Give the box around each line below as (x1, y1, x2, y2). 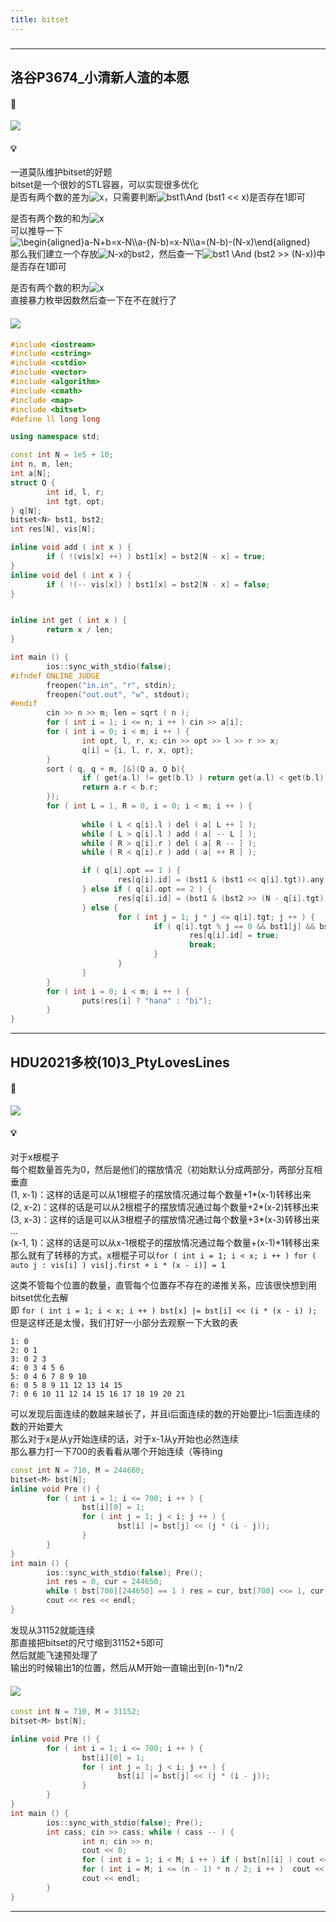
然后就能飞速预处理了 (10, 1649, 98, 1661)
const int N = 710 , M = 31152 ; (10, 1707, 141, 1717)
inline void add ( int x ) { (10, 542, 132, 553)
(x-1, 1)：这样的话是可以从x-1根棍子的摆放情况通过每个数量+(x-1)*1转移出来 (10, 1236, 320, 1248)
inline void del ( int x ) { (10, 570, 132, 580)
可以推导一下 (10, 225, 63, 237)
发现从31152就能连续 (10, 1624, 95, 1636)
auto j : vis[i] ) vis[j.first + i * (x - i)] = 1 (10, 1260, 226, 1270)
